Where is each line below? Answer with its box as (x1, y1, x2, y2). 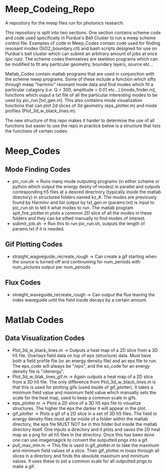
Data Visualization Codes (5, 334, 85, 342)
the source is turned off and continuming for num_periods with (12, 258, 140, 264)
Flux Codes (5, 278, 41, 287)
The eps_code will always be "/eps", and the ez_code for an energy (12, 363, 150, 369)
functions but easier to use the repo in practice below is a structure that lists (5, 123, 161, 129)
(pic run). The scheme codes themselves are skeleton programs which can (5, 56, 158, 62)
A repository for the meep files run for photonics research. (5, 20, 124, 26)
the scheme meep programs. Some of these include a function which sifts (5, 76, 156, 82)
